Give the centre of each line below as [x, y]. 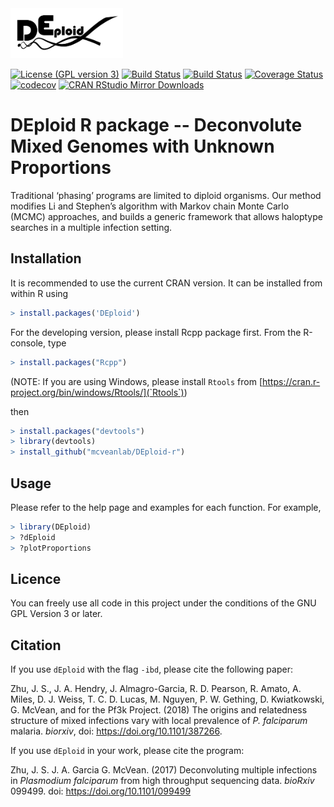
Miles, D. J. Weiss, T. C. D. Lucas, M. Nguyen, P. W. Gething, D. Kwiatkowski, [167, 699]
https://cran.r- [291, 381]
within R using [39, 293]
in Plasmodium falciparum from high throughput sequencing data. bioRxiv [162, 781]
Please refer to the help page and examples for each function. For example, [166, 508]
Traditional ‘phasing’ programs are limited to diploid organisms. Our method [166, 196]
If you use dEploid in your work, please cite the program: [127, 751]
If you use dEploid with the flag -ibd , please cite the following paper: [151, 669]
